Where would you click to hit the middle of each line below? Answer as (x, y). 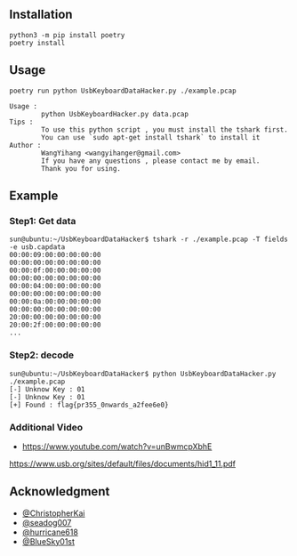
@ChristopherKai (54, 513)
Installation (41, 15)
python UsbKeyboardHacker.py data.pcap (115, 114)
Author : (25, 145)
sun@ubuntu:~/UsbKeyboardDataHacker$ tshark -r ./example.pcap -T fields (149, 239)
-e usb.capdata (37, 247)
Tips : (21, 122)
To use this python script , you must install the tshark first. (165, 129)
